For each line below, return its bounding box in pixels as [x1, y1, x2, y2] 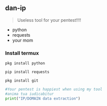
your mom [12, 37, 34, 43]
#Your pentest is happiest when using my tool [5, 87, 103, 92]
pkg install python [5, 61, 45, 66]
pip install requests [5, 69, 50, 75]
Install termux [5, 50, 39, 56]
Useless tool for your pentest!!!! [17, 17, 81, 23]
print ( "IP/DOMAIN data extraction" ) [5, 96, 80, 101]
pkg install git [5, 78, 38, 83]
